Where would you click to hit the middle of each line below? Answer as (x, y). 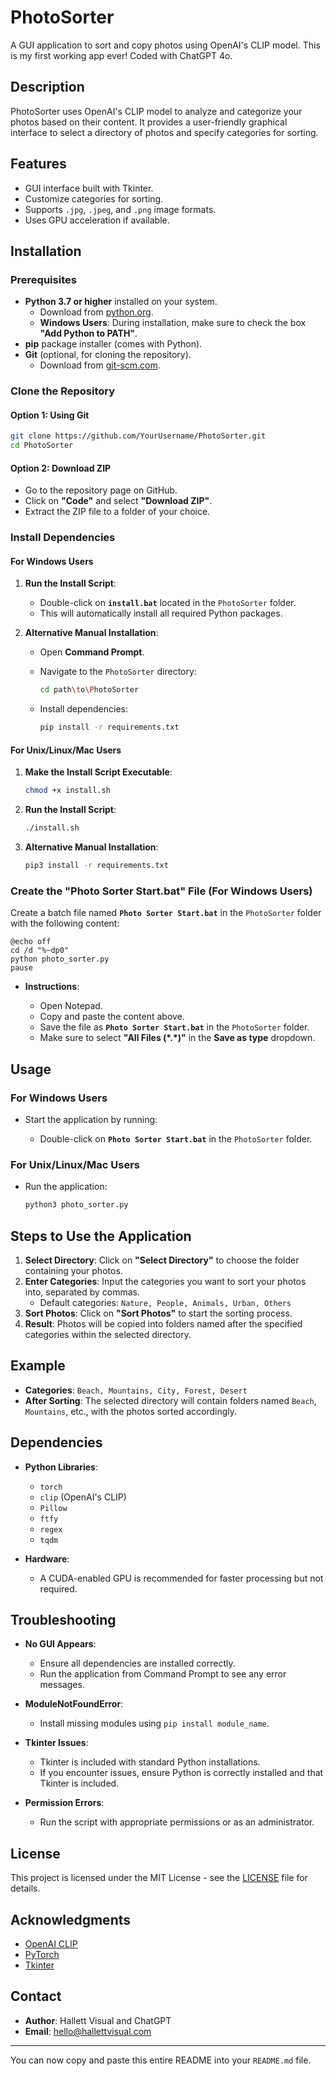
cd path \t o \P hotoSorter (89, 690)
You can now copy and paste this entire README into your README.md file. (161, 2060)
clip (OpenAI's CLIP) (83, 1497)
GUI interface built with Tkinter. (89, 188)
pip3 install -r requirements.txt (96, 866)
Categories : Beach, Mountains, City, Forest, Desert (136, 1390)
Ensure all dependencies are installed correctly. (137, 1663)
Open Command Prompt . (92, 652)
